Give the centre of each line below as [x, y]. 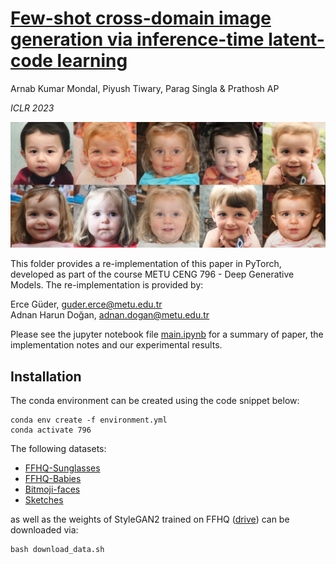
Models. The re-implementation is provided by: [107, 285]
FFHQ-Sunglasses [62, 468]
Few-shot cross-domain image [141, 18]
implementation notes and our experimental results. [116, 345]
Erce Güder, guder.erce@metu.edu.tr [86, 304]
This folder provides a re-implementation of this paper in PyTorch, [146, 264]
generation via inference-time [137, 39]
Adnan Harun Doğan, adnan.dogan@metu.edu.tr [110, 315]
